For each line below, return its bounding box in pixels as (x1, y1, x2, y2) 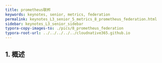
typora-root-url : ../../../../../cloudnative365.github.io (5, 30, 131, 35)
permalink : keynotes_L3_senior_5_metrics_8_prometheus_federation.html (5, 16, 157, 21)
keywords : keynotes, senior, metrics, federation (5, 12, 111, 17)
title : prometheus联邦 (5, 7, 51, 12)
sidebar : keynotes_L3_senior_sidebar (5, 21, 84, 26)
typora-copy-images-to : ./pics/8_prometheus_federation (5, 26, 124, 31)
